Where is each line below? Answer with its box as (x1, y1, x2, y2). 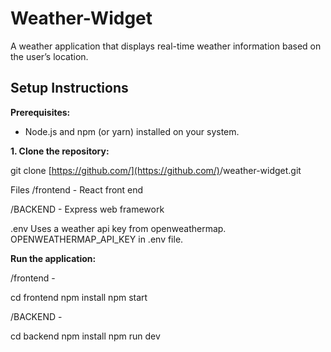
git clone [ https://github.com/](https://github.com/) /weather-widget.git (10, 164, 302, 176)
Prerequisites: (10, 106, 71, 118)
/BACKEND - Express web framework (10, 203, 165, 215)
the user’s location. (10, 50, 89, 62)
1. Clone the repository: (10, 145, 110, 157)
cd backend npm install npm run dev (10, 330, 161, 342)
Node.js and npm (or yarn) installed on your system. (24, 125, 240, 137)
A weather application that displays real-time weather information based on (10, 40, 322, 52)
